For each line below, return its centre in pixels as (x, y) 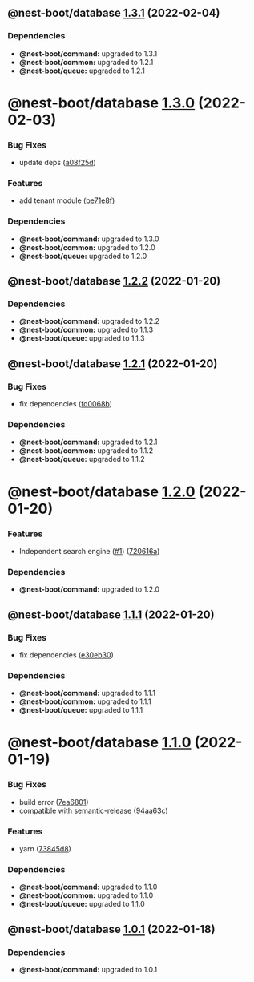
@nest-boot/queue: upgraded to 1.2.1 (82, 71)
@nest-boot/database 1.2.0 (101, 491)
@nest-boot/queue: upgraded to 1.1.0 (82, 904)
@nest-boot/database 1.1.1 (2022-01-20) (111, 614)
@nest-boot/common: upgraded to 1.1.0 (86, 895)
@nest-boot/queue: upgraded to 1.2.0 (83, 256)
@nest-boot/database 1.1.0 (99, 743)
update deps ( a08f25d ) (58, 163)
